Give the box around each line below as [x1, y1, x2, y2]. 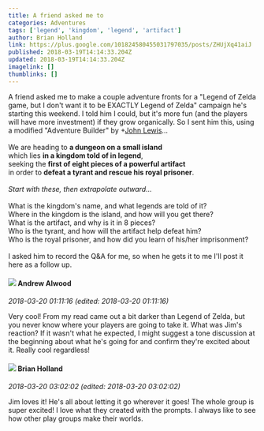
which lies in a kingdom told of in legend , [8, 151, 143, 160]
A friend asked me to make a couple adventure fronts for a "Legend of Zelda [8, 92, 256, 101]
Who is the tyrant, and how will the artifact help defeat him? [8, 226, 203, 235]
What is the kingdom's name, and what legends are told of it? [8, 201, 207, 210]
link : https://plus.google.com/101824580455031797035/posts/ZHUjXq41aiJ [8, 41, 252, 49]
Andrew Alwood [17, 279, 72, 288]
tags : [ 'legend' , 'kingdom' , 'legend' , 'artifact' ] [8, 26, 181, 34]
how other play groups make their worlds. [8, 414, 143, 423]
